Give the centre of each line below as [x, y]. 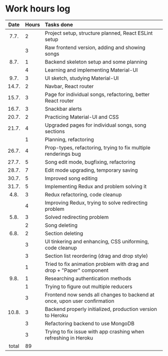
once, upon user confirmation [79, 301]
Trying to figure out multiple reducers [88, 286]
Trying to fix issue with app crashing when [94, 331]
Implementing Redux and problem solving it [95, 186]
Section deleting [64, 233]
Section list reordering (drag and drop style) [96, 256]
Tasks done [59, 25]
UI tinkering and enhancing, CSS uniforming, [97, 241]
